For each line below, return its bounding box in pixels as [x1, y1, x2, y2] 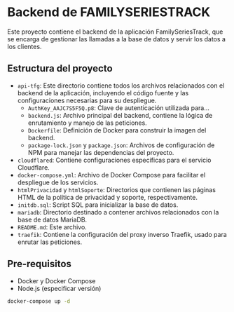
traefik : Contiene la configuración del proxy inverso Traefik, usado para [17, 230, 228, 238]
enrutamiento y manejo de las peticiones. [27, 118, 147, 127]
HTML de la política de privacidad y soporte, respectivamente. [17, 193, 198, 201]
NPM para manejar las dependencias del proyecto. [27, 148, 174, 156]
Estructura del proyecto [7, 62, 113, 74]
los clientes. [7, 42, 42, 50]
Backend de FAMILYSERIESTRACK [7, 4, 211, 20]
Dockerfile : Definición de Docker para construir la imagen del [27, 126, 207, 134]
